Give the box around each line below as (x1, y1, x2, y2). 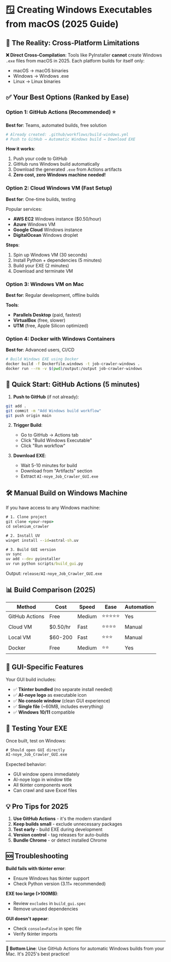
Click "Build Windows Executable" (20, 438, 92, 444)
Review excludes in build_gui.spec (13, 900, 86, 906)
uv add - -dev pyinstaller (6, 556, 60, 562)
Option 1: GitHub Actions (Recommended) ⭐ (6, 109, 116, 116)
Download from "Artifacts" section (20, 468, 93, 474)
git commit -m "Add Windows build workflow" (6, 408, 101, 413)
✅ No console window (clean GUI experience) (13, 697, 111, 704)
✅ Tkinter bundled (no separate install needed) (13, 686, 113, 692)
